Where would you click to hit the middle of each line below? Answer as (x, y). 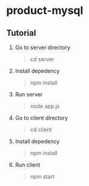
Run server (29, 94)
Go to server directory (43, 47)
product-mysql (45, 11)
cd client (41, 130)
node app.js (45, 106)
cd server (42, 59)
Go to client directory (41, 118)
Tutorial (21, 33)
